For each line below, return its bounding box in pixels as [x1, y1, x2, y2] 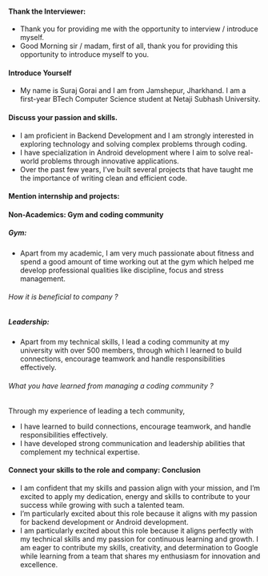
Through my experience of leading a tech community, [8, 405, 186, 416]
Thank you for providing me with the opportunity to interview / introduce [19, 24, 258, 34]
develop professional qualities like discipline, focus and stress [19, 265, 224, 275]
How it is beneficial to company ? [8, 292, 118, 302]
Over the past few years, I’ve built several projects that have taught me [19, 164, 254, 174]
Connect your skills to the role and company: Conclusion [8, 465, 202, 475]
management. [19, 273, 66, 284]
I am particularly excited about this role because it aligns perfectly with [19, 526, 254, 535]
